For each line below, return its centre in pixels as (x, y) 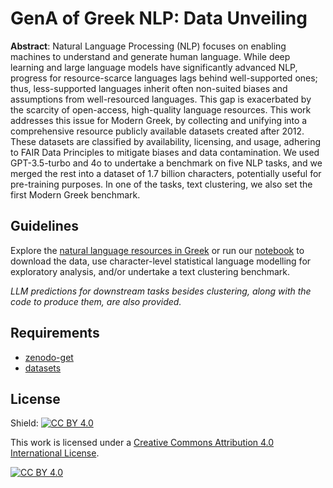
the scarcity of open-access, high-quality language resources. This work (161, 109)
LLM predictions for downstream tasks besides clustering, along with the (161, 291)
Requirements (55, 333)
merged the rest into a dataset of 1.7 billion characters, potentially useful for (166, 173)
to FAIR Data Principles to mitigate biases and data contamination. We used (165, 152)
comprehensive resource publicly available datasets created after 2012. (157, 131)
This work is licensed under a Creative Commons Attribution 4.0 (142, 443)
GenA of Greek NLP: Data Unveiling (159, 18)
